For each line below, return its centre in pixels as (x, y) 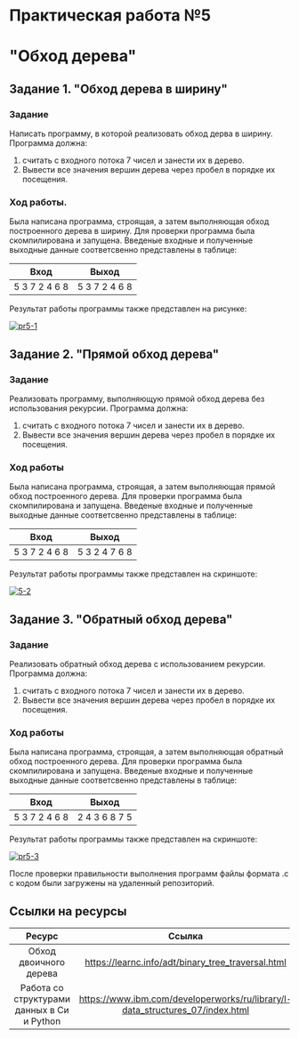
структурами (42, 999)
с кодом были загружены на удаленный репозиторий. (112, 883)
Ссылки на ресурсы (68, 911)
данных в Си (42, 1011)
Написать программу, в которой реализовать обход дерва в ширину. (141, 133)
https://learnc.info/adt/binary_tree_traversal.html (185, 962)
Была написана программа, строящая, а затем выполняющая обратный (146, 752)
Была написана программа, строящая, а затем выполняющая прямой (142, 487)
